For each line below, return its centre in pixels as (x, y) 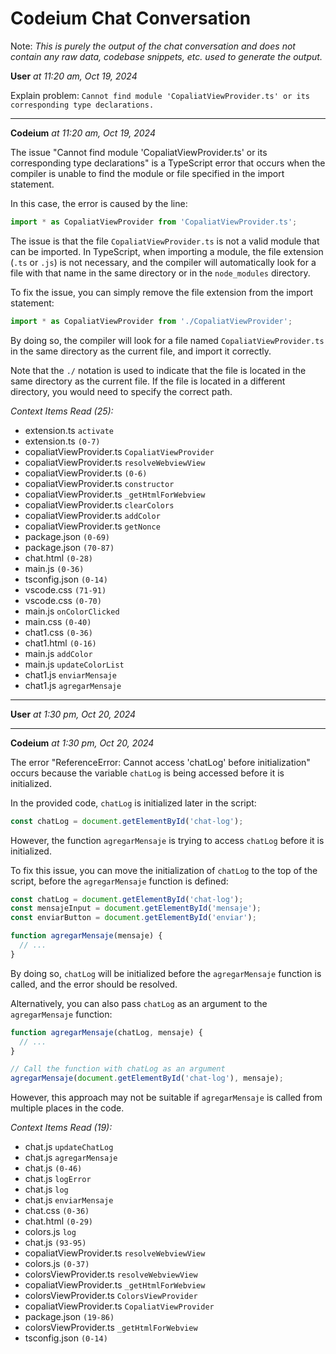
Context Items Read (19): (61, 1128)
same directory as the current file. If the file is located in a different (148, 381)
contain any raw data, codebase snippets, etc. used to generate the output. (166, 56)
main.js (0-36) (54, 568)
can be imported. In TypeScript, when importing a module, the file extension (167, 251)
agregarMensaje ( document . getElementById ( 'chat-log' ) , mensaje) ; (147, 1078)
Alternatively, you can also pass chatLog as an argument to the (139, 1003)
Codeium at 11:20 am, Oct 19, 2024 (83, 133)
